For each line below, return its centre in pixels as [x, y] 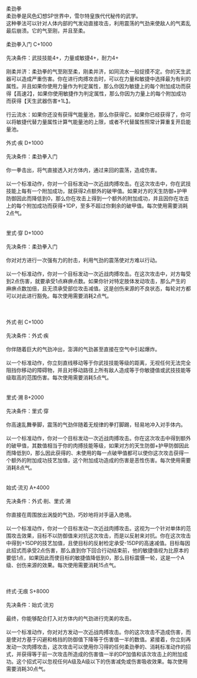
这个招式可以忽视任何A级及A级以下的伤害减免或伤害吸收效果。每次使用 [102, 662]
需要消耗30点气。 [27, 669]
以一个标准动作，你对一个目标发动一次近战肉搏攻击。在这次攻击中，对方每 [96, 274]
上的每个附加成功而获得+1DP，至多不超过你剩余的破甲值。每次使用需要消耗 [97, 206]
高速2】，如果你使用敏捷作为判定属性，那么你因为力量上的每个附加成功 [101, 94]
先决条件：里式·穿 [28, 411]
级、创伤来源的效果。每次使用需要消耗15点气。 [62, 565]
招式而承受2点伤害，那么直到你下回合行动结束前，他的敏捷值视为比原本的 [100, 550]
